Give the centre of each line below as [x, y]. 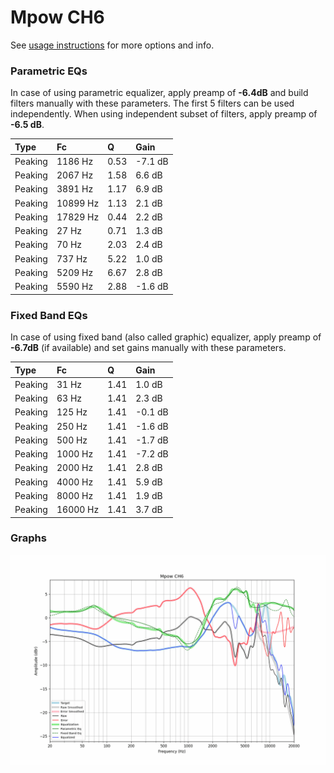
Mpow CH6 [57, 17]
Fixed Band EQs [49, 315]
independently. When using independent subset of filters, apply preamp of [164, 114]
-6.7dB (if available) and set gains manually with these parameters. [148, 348]
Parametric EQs [49, 71]
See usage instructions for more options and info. [112, 45]
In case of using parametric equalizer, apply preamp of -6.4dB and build [159, 93]
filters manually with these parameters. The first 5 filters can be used [152, 103]
